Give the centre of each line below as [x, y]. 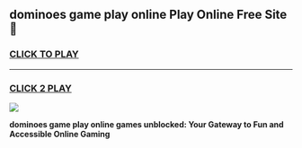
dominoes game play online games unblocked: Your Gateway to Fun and [147, 124]
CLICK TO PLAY [44, 55]
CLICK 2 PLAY [40, 88]
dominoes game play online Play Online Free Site [148, 15]
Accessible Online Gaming [60, 134]
